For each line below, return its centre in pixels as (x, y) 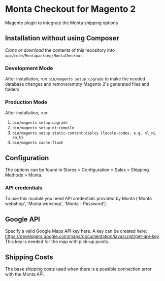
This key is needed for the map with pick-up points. (57, 242)
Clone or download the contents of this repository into (60, 50)
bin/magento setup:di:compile (43, 128)
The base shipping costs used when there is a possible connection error (78, 269)
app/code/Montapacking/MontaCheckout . (44, 55)
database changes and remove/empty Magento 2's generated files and (77, 84)
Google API (23, 219)
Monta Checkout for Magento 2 (70, 9)
